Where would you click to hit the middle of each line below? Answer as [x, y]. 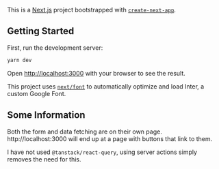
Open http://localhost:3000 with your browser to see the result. [96, 73]
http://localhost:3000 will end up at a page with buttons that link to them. [110, 138]
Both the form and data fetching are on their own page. [85, 132]
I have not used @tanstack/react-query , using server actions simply [102, 152]
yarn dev [20, 60]
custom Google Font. [37, 93]
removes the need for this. [44, 159]
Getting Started [41, 31]
